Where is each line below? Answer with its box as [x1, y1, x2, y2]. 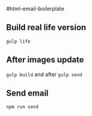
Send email [6, 88, 49, 99]
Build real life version [6, 22, 87, 32]
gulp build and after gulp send [6, 70, 82, 78]
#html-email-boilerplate [6, 5, 65, 12]
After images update [6, 55, 84, 65]
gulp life [6, 38, 31, 44]
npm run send [6, 104, 39, 110]
